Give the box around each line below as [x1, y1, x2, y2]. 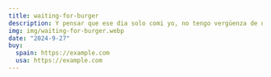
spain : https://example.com [15, 49, 110, 57]
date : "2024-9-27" [8, 34, 70, 43]
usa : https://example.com [15, 57, 103, 65]
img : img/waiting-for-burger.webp [8, 26, 125, 34]
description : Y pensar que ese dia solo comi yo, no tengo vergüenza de [8, 19, 258, 27]
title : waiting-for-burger [8, 11, 99, 20]
